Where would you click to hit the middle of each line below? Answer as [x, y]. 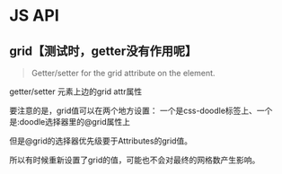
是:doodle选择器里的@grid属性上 [70, 122]
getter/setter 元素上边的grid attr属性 [75, 91]
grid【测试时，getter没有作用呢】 [103, 51]
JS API [35, 16]
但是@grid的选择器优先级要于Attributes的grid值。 [101, 141]
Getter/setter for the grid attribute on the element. [123, 73]
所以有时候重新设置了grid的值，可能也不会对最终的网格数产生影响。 [135, 160]
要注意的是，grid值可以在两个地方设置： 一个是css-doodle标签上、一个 [141, 110]
